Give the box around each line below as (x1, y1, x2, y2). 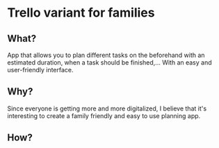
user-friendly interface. (7, 66, 74, 74)
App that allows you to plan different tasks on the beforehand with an (7, 51, 205, 59)
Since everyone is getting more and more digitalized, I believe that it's (7, 104, 207, 113)
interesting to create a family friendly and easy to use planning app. (7, 111, 201, 120)
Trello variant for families (7, 5, 155, 21)
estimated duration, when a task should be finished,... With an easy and (7, 58, 212, 67)
